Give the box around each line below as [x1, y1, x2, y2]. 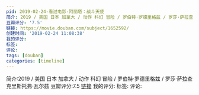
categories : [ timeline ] [6, 58, 65, 64]
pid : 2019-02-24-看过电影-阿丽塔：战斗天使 [6, 8, 105, 15]
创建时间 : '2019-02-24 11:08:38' [6, 31, 85, 37]
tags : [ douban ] [6, 53, 44, 58]
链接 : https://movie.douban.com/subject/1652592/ [6, 25, 129, 31]
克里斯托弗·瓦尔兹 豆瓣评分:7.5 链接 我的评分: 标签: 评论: [6, 82, 142, 89]
